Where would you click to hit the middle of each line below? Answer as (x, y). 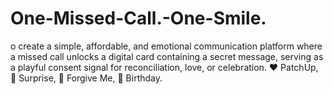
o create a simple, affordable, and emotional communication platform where (166, 46)
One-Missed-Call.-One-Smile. (138, 18)
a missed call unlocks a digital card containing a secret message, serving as (167, 56)
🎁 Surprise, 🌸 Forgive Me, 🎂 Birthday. (86, 78)
